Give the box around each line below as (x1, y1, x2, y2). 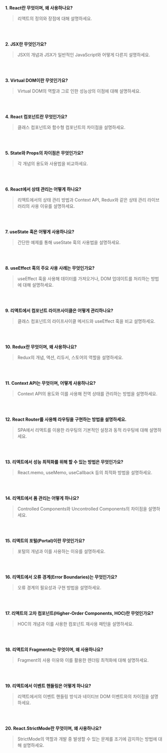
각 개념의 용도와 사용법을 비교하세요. (17, 161, 88, 167)
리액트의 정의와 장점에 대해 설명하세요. (17, 16, 92, 22)
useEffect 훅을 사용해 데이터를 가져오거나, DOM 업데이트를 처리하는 (17, 276, 150, 282)
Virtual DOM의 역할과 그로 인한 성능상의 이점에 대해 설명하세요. (17, 88, 141, 94)
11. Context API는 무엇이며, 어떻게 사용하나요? (5, 380, 96, 386)
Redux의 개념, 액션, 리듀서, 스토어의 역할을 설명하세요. (17, 355, 124, 360)
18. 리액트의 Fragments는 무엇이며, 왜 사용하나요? (5, 646, 104, 652)
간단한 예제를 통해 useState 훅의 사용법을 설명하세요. (17, 240, 121, 245)
